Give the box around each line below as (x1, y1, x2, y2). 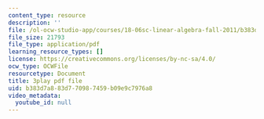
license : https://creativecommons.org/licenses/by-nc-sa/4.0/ (8, 56, 216, 63)
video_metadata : (8, 92, 61, 99)
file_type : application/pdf (8, 41, 101, 49)
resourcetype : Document (8, 70, 86, 78)
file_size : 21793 (8, 33, 65, 41)
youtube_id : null (15, 99, 72, 106)
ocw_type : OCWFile (8, 63, 68, 70)
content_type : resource (8, 11, 86, 20)
